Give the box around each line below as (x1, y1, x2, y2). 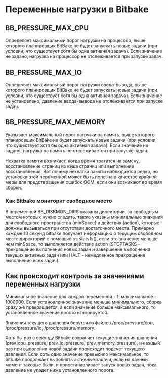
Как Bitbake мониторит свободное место (5, 197, 112, 204)
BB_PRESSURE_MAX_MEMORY (5, 118, 106, 127)
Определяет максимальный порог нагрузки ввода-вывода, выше (5, 81, 147, 87)
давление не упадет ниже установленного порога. (5, 367, 115, 373)
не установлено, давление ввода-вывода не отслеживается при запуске (5, 98, 163, 104)
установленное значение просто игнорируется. (5, 309, 109, 316)
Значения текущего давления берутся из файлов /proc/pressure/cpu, (5, 319, 154, 326)
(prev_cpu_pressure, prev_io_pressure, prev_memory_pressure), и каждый (5, 340, 160, 346)
